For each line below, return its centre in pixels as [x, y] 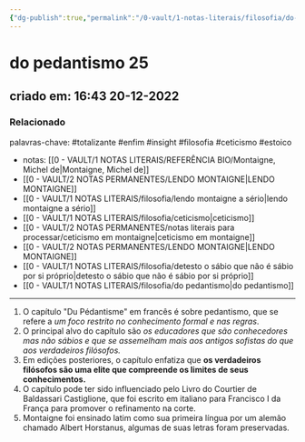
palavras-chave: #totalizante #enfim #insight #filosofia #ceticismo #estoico [151, 142]
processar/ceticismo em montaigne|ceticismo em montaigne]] [139, 236]
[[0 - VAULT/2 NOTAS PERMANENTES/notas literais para [128, 227]
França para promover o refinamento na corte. [109, 408]
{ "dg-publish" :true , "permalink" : [73, 18]
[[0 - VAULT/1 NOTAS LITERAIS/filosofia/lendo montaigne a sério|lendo [155, 198]
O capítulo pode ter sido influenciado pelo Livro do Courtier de [139, 388]
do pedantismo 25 [79, 62]
